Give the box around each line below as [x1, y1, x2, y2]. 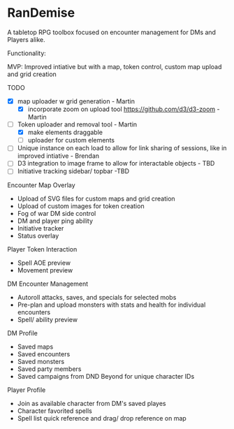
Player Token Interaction [7, 245, 78, 254]
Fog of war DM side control [17, 210, 96, 218]
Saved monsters [17, 358, 65, 366]
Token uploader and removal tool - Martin [17, 120, 138, 129]
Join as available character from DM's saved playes [17, 400, 166, 408]
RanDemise [7, 5, 75, 21]
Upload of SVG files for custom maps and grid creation [17, 194, 176, 203]
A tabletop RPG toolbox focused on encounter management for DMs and [7, 28, 217, 36]
